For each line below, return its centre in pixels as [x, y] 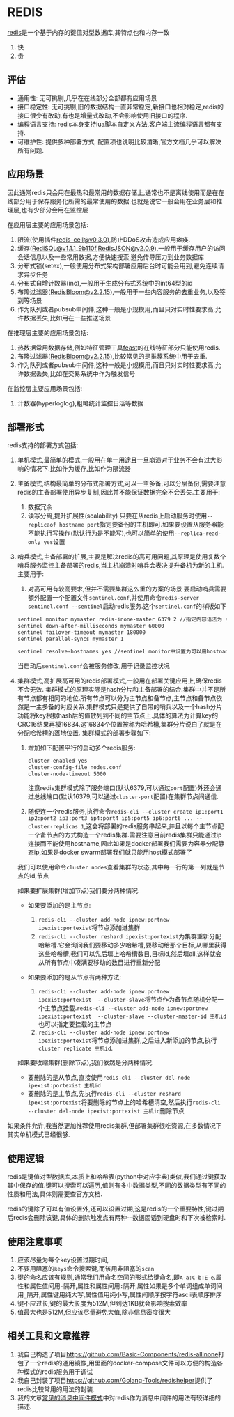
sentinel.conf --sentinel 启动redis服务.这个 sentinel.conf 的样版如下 [127, 606]
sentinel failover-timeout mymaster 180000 [81, 633]
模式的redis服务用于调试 [58, 1371]
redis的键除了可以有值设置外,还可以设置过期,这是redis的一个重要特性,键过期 [116, 1209]
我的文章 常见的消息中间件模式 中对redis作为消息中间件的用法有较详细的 [119, 1397]
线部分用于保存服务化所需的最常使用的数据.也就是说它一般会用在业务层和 [112, 201]
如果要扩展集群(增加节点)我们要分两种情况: [79, 891]
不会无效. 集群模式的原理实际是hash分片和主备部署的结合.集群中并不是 [118, 689]
